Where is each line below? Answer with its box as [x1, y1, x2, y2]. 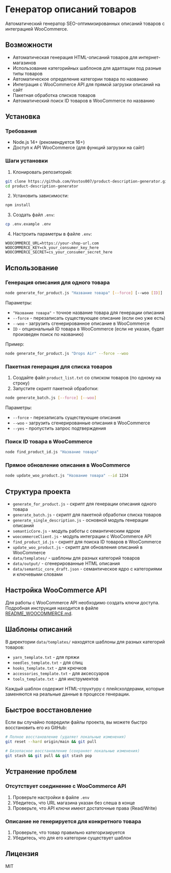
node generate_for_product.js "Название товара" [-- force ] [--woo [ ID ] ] [5, 290, 163, 295]
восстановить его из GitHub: [5, 725, 67, 731]
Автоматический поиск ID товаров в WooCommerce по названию [12, 97, 155, 104]
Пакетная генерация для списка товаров [5, 363, 113, 370]
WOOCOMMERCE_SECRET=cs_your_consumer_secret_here [5, 250, 113, 255]
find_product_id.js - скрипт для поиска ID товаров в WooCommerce [12, 539, 162, 545]
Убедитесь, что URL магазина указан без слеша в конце [12, 800, 135, 806]
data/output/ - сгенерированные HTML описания [12, 560, 121, 567]
